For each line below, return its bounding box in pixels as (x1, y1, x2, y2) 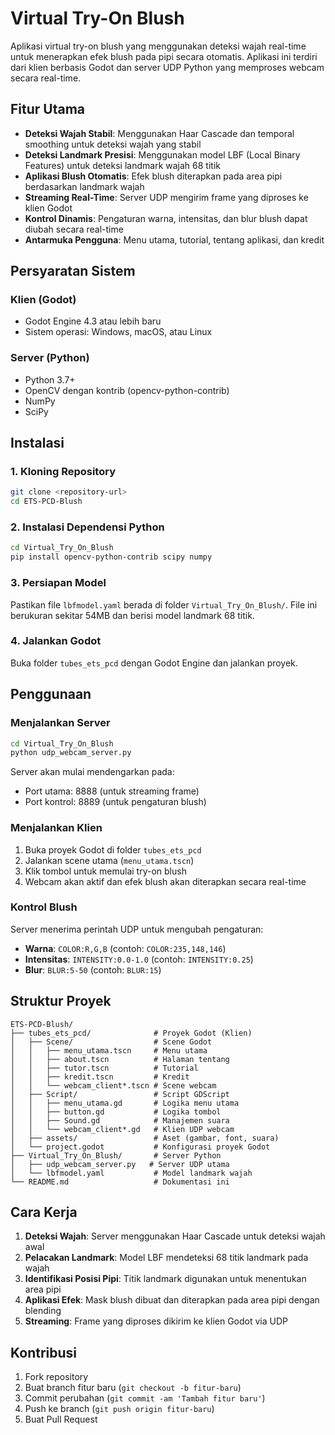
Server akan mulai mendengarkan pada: (10, 766, 175, 778)
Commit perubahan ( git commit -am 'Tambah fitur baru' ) (24, 1392, 266, 1404)
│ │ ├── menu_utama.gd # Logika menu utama (10, 1098, 240, 1108)
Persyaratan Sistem (10, 263, 136, 280)
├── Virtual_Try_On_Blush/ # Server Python (10, 1150, 222, 1161)
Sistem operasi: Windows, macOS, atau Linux (24, 326, 213, 338)
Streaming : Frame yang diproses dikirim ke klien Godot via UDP (24, 1315, 288, 1327)
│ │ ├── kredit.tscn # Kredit (10, 1072, 190, 1082)
